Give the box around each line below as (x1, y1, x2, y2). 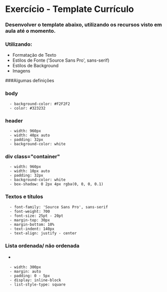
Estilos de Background (12, 63, 59, 69)
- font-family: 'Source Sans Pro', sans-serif (9, 204, 108, 209)
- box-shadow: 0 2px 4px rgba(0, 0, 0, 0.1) (9, 182, 104, 187)
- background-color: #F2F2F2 (9, 101, 70, 106)
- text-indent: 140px (9, 226, 55, 231)
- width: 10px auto (9, 169, 50, 174)
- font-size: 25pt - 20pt (9, 213, 64, 218)
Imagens (12, 68, 31, 74)
